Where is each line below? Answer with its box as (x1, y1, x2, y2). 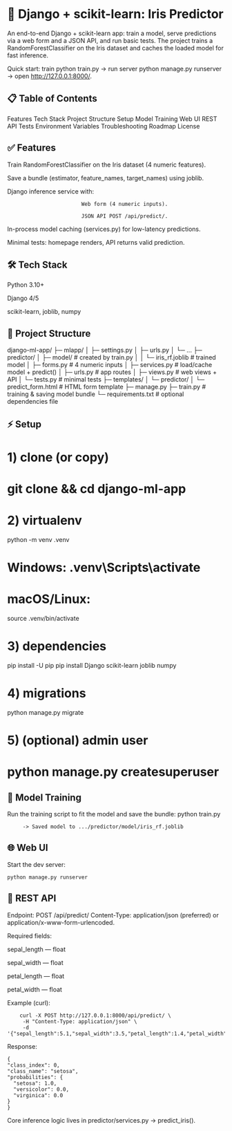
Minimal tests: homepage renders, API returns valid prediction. (7, 238, 185, 246)
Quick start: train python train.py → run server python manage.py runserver (7, 64, 222, 73)
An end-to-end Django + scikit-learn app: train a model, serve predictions (7, 29, 217, 37)
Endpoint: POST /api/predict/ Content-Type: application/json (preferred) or (7, 910, 220, 919)
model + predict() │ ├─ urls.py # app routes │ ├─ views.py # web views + (7, 368, 217, 376)
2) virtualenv (7, 513, 83, 528)
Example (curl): (7, 998, 50, 1007)
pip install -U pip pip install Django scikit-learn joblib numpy (7, 661, 177, 669)
